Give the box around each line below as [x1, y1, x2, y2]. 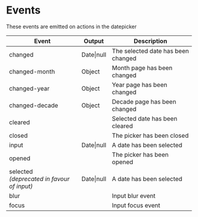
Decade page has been [111, 98, 177, 106]
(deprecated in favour [9, 175, 70, 183]
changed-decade [9, 101, 58, 109]
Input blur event [111, 192, 156, 200]
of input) [9, 182, 33, 190]
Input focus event [111, 201, 160, 209]
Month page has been [111, 64, 173, 72]
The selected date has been [111, 46, 189, 55]
